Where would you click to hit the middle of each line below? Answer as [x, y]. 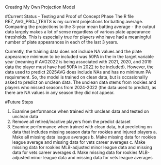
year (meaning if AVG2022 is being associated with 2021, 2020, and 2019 [78, 62]
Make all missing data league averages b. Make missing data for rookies [84, 137]
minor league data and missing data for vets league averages [92, 157]
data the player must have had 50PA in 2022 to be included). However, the [79, 67]
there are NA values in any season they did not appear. [60, 92]
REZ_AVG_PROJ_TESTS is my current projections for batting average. [74, 22]
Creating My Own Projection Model [40, 7]
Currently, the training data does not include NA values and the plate [73, 51]
